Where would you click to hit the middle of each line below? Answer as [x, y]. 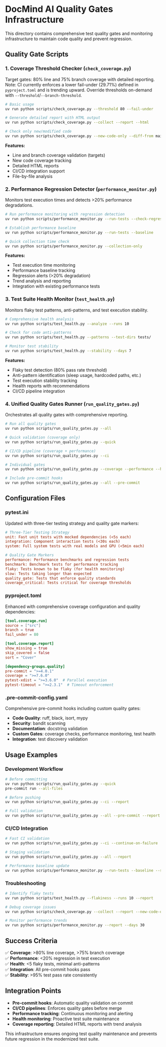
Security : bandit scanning [39, 723]
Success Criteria [31, 940]
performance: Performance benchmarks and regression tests [67, 560]
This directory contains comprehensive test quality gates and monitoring [79, 33]
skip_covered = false [27, 653]
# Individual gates [25, 465]
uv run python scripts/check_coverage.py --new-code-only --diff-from [79, 136]
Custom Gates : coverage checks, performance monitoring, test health [84, 734]
